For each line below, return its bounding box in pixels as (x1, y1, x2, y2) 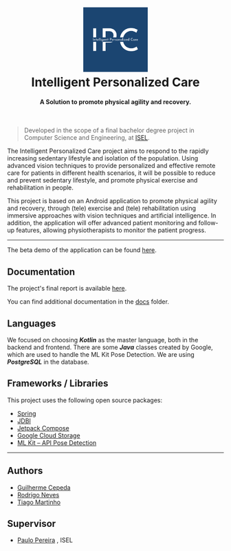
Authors (7, 465, 43, 477)
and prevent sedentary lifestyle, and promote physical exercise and (7, 176, 198, 185)
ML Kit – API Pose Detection (16, 438, 97, 447)
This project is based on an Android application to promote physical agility (7, 197, 218, 205)
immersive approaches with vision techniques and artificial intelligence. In (7, 211, 217, 220)
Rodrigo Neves (16, 490, 60, 499)
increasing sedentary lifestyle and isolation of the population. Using (7, 154, 199, 163)
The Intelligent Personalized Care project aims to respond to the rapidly (7, 147, 209, 155)
